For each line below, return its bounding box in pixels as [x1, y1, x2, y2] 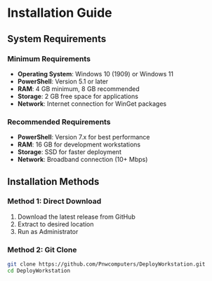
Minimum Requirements [7, 54, 91, 64]
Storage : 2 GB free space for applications [17, 92, 139, 100]
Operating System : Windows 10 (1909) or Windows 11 [17, 69, 174, 78]
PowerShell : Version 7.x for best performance [17, 133, 150, 142]
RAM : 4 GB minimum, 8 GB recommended [17, 84, 140, 92]
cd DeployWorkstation [7, 268, 71, 275]
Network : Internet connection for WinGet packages [17, 100, 167, 108]
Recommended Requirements [7, 117, 111, 127]
